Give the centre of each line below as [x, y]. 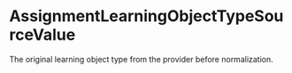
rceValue [42, 35]
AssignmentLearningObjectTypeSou [146, 16]
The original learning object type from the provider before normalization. [142, 59]
